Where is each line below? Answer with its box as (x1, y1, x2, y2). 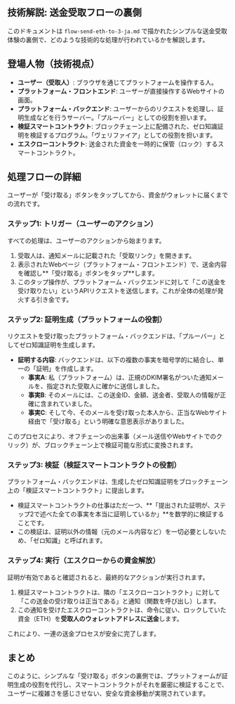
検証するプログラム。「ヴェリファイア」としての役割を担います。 (29, 131, 217, 139)
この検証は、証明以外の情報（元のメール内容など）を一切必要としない (17, 527, 221, 536)
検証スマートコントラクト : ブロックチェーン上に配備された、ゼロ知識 (17, 122, 217, 130)
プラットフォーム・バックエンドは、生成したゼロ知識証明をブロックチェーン (7, 478, 228, 486)
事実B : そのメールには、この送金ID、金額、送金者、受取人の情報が (27, 391, 220, 399)
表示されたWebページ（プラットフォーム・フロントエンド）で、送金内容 (17, 260, 227, 269)
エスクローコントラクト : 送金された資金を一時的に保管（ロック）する (17, 139, 218, 148)
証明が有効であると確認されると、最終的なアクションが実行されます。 (7, 572, 209, 582)
